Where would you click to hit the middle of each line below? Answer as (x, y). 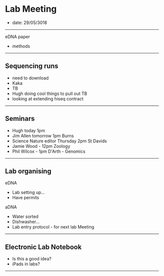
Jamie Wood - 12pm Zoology (41, 146)
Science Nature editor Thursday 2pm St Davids (60, 141)
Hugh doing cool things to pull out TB (50, 93)
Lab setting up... (28, 192)
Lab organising (28, 171)
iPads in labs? (26, 264)
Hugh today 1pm (29, 130)
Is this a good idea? (32, 259)
